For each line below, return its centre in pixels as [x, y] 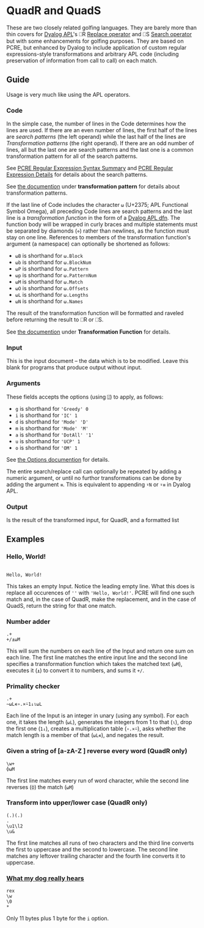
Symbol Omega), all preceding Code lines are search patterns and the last [99, 211]
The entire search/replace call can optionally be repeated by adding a [94, 471]
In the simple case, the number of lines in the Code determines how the [96, 124]
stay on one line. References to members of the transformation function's [99, 238]
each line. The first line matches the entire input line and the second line [97, 657]
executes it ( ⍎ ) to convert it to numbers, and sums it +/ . [75, 670]
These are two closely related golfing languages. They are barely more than [102, 28]
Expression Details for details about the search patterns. [77, 174]
